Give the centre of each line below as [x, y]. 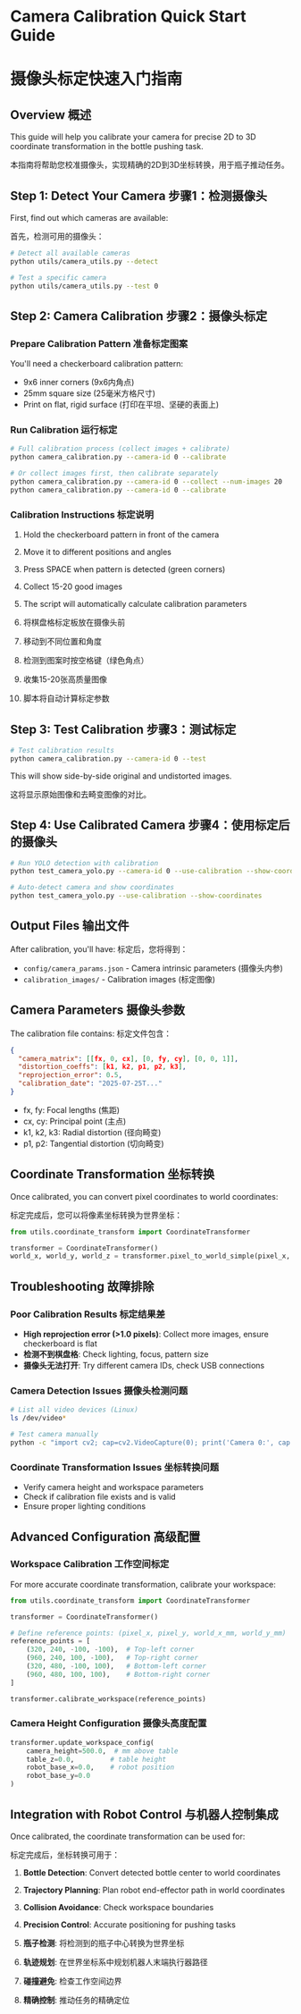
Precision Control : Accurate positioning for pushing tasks [129, 1925]
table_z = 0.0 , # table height [96, 1759]
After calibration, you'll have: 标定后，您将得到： [99, 948]
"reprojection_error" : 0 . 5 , [71, 1075]
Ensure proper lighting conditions [84, 1506]
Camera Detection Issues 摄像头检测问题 [99, 1390]
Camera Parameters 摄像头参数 [98, 1011]
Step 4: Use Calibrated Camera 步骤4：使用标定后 [150, 826]
